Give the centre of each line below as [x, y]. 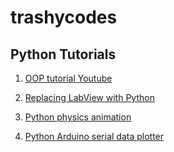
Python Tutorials [63, 54]
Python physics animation [78, 117]
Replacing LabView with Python [89, 97]
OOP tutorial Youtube [68, 78]
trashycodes [64, 17]
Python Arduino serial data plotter [94, 136]
